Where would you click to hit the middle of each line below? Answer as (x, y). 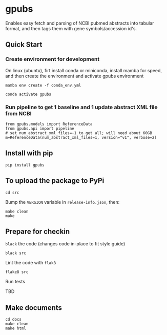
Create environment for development (53, 59)
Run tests (15, 282)
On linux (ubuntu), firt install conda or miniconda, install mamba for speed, (84, 70)
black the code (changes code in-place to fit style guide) (65, 244)
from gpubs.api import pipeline (40, 129)
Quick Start (24, 45)
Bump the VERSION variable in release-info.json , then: (62, 202)
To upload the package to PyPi (55, 181)
